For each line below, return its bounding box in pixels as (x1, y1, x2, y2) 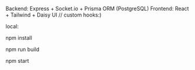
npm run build (5, 46, 40, 53)
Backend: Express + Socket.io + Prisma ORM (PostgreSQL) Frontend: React (5, 5, 190, 12)
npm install (5, 34, 32, 41)
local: (5, 23, 19, 30)
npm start (5, 58, 30, 64)
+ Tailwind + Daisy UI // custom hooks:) (5, 11, 102, 18)
